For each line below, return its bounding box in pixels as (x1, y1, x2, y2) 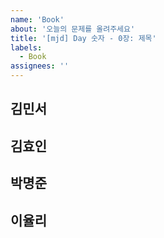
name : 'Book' (10, 14, 65, 25)
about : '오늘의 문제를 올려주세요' (10, 24, 136, 34)
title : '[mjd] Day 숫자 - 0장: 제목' (10, 33, 157, 43)
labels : (10, 42, 43, 53)
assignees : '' (10, 61, 70, 71)
